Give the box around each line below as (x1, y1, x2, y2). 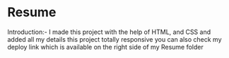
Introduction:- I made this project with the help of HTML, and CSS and (7, 28, 211, 36)
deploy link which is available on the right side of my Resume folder (7, 42, 204, 51)
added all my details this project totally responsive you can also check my (7, 35, 222, 43)
